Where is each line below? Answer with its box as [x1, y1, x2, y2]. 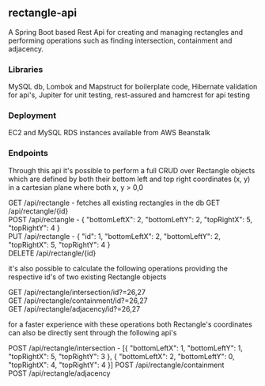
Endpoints [8, 148, 49, 159]
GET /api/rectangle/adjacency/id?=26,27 [8, 304, 141, 313]
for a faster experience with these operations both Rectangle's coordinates [8, 320, 253, 329]
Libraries [8, 63, 44, 74]
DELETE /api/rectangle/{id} [8, 248, 97, 258]
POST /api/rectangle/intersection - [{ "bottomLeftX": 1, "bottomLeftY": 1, [8, 343, 243, 353]
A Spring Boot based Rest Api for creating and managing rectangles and [8, 27, 244, 36]
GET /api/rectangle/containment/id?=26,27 [8, 296, 148, 305]
